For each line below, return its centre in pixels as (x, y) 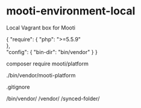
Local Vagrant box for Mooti (41, 28)
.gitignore (18, 87)
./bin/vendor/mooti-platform (41, 75)
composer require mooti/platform (48, 64)
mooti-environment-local (71, 11)
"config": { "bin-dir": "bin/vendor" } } (52, 52)
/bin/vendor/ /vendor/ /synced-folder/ (53, 98)
